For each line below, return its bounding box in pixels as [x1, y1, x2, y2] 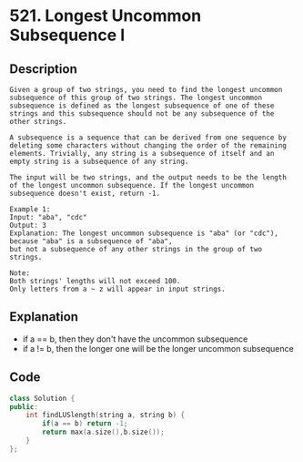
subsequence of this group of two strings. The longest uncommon [9, 93, 262, 102]
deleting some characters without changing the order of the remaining [9, 141, 287, 150]
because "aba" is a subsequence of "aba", [9, 237, 173, 246]
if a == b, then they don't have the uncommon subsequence [22, 334, 248, 344]
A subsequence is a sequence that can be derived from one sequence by [9, 133, 287, 142]
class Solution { [9, 394, 76, 403]
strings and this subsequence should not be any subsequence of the [9, 109, 275, 118]
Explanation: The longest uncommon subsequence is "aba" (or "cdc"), [9, 229, 279, 238]
